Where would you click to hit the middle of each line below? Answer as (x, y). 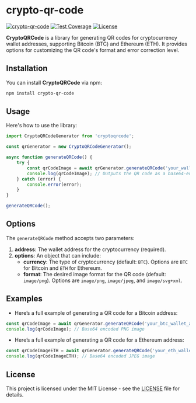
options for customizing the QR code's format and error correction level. (93, 50)
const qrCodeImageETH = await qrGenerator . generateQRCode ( (79, 351)
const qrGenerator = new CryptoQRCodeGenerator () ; (69, 147)
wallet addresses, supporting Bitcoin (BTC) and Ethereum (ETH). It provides (97, 44)
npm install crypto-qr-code (40, 93)
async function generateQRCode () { (49, 157)
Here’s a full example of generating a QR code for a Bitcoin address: (96, 312)
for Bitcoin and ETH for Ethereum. (62, 268)
